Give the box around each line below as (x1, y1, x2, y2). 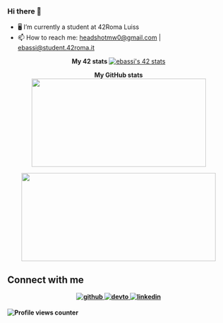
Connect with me (7, 274, 85, 286)
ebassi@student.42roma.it (17, 44, 95, 52)
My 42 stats (71, 57, 108, 66)
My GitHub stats (94, 71, 143, 80)
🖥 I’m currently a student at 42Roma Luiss (17, 23, 140, 31)
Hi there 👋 (7, 6, 42, 16)
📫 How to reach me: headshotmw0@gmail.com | (17, 33, 161, 42)
